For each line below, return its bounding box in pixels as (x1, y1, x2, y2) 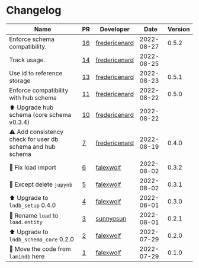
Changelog (6, 4, 62, 17)
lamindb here (9, 252, 45, 260)
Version (167, 25, 190, 33)
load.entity (9, 219, 43, 225)
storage (9, 76, 31, 85)
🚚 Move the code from (9, 244, 71, 253)
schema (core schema (9, 110, 72, 119)
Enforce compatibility (9, 86, 69, 94)
